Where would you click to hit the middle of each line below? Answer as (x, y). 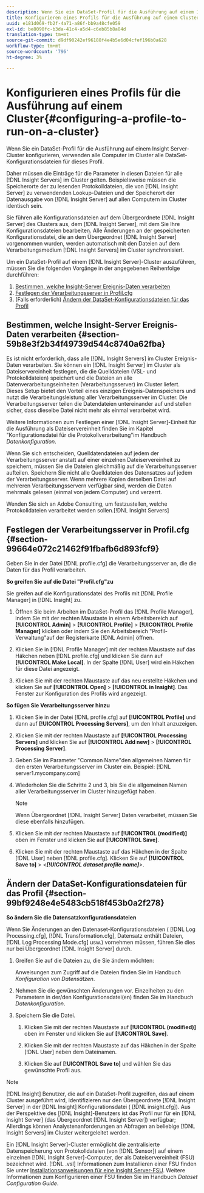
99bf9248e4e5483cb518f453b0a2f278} (86, 903)
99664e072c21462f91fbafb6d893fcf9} (83, 549)
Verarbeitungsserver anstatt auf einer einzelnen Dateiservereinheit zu (93, 460)
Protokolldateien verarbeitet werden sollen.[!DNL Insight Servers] (88, 511)
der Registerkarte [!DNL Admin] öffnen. (105, 638)
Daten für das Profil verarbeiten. (46, 570)
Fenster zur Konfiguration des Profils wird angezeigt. (81, 694)
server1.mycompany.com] (47, 773)
